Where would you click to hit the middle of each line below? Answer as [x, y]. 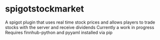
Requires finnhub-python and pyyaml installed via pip [59, 32]
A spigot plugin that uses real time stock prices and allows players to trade [80, 22]
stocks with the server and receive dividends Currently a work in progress [80, 27]
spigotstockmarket [45, 9]
